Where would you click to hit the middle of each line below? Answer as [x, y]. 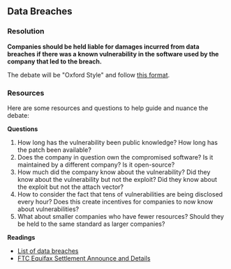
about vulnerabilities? [48, 209]
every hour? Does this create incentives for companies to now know [115, 201]
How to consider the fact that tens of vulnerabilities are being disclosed [120, 194]
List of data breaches [48, 251]
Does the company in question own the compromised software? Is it [115, 157]
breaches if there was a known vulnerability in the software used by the [113, 54]
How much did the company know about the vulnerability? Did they [114, 172]
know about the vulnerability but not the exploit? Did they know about [117, 179]
